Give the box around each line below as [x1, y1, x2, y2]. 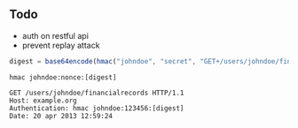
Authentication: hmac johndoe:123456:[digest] [9, 103, 184, 113]
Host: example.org [9, 96, 77, 105]
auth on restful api [21, 30, 89, 41]
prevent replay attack [21, 40, 100, 50]
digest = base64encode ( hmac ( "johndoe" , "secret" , [9, 56, 197, 65]
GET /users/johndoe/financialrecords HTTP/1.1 [9, 88, 184, 97]
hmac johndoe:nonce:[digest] [9, 72, 117, 82]
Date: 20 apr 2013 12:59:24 [9, 111, 114, 120]
